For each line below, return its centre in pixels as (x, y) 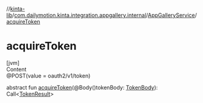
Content (16, 69)
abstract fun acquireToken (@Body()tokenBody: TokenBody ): (82, 87)
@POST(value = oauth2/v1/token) (48, 76)
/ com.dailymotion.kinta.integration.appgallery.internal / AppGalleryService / (104, 15)
